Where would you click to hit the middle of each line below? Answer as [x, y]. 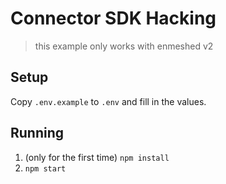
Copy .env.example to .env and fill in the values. [108, 101]
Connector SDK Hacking [113, 18]
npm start [45, 168]
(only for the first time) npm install [97, 157]
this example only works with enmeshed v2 [124, 46]
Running [37, 133]
